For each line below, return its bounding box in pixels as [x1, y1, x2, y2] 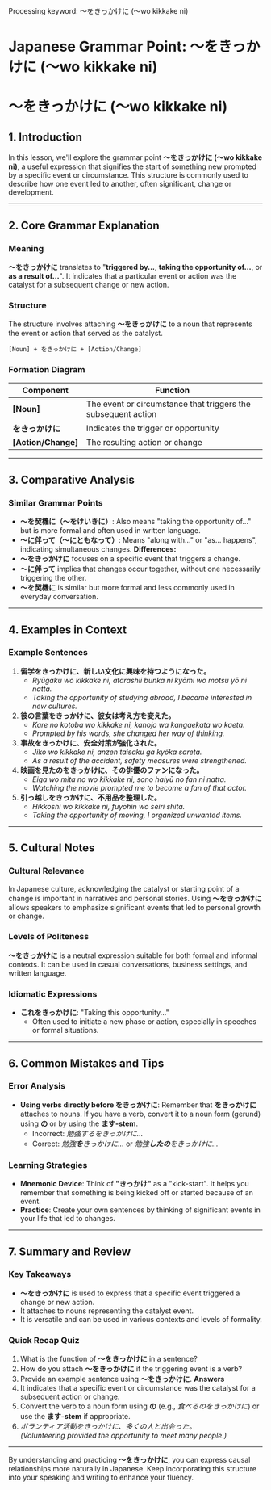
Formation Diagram [8, 364, 85, 376]
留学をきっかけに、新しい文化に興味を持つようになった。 [19, 666, 211, 676]
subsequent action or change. [19, 1391, 120, 1402]
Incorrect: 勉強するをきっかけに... [31, 1128, 144, 1138]
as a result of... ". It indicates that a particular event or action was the [8, 271, 237, 280]
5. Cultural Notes [8, 842, 95, 855]
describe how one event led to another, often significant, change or [8, 179, 232, 189]
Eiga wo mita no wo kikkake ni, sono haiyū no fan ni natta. [31, 774, 227, 784]
